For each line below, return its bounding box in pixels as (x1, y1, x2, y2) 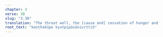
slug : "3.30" (5, 16, 32, 21)
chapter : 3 (5, 7, 27, 12)
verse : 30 (5, 12, 25, 16)
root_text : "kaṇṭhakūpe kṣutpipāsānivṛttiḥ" (5, 25, 97, 30)
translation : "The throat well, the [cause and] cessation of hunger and (5, 20, 159, 25)
